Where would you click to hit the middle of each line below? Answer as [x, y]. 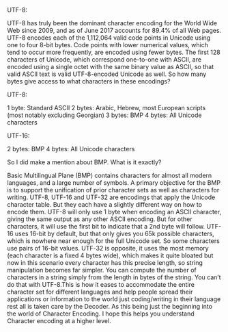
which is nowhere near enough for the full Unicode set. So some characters [113, 241]
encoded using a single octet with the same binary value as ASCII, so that [110, 67]
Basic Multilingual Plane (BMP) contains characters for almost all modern [110, 175]
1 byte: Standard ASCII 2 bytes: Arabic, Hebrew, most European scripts [106, 108]
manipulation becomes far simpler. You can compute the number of [102, 270]
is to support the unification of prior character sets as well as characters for [113, 190]
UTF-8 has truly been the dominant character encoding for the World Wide [112, 23]
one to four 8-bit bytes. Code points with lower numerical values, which [108, 45]
